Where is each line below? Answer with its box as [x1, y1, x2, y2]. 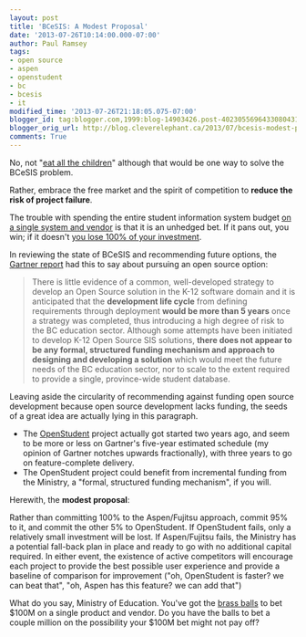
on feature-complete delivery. [22, 457, 135, 468]
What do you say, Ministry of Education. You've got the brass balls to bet [9, 597, 282, 608]
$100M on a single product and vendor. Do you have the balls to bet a [9, 607, 270, 618]
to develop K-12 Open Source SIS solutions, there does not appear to [31, 334, 293, 345]
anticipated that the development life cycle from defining [31, 296, 248, 307]
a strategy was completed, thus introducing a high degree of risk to [31, 315, 285, 326]
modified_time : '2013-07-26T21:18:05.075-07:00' [9, 107, 198, 116]
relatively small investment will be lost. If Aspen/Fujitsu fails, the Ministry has [9, 531, 297, 542]
